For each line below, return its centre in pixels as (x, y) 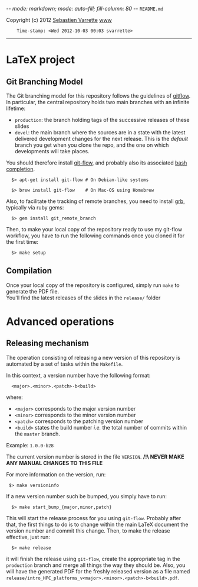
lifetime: (16, 108)
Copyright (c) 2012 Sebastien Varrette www (59, 20)
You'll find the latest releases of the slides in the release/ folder (83, 298)
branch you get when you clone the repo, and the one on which (92, 145)
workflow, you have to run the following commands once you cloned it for (95, 236)
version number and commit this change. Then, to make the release (88, 530)
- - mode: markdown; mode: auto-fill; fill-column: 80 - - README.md (85, 9)
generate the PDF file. (33, 291)
